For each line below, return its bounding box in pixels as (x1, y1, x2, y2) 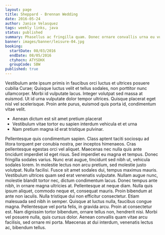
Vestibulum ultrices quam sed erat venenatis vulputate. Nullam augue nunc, (5, 173, 158, 178)
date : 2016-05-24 (5, 16, 41, 21)
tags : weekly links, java (5, 26, 58, 30)
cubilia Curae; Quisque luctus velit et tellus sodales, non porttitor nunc (5, 86, 147, 91)
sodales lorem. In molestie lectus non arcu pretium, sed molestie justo (5, 162, 146, 168)
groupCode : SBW (9, 62, 41, 67)
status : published (5, 30, 43, 35)
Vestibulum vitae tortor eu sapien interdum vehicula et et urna (12, 121, 137, 127)
